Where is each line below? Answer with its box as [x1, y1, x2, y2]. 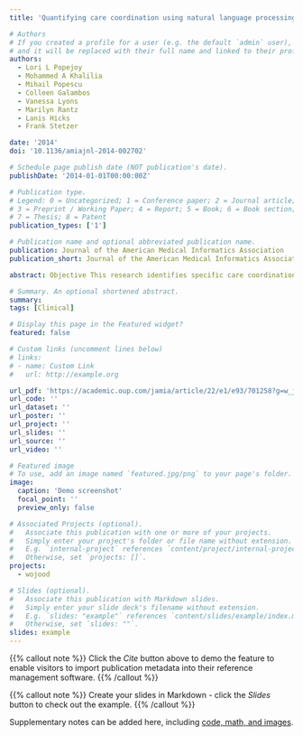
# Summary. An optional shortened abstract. [9, 286, 179, 296]
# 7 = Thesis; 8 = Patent [9, 213, 106, 222]
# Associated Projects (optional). [9, 519, 143, 528]
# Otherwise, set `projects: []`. [9, 553, 147, 563]
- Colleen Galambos [17, 88, 91, 98]
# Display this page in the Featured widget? [9, 320, 183, 330]
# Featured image [9, 461, 75, 470]
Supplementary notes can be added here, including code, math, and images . [9, 717, 294, 727]
